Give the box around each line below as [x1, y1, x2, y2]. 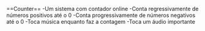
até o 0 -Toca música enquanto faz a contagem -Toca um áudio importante [6, 18, 196, 25]
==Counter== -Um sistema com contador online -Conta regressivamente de [6, 5, 199, 12]
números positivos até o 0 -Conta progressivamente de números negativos [6, 12, 196, 19]
